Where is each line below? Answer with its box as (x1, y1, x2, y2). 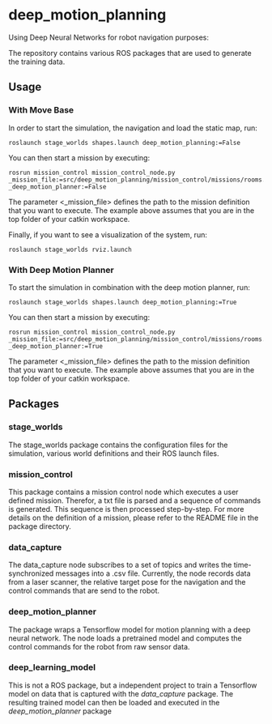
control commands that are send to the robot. (8, 586, 160, 596)
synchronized (8, 569, 54, 578)
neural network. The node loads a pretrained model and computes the (8, 633, 243, 643)
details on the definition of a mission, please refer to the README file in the (8, 513, 259, 522)
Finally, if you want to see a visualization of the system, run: (8, 229, 208, 240)
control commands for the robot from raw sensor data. (8, 641, 190, 651)
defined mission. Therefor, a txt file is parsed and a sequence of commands (8, 496, 261, 505)
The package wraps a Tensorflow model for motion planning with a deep (8, 624, 251, 634)
